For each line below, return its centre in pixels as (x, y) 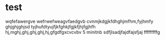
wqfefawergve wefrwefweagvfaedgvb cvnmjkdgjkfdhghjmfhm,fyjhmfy (79, 21)
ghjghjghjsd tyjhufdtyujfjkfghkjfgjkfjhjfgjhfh (50, 26)
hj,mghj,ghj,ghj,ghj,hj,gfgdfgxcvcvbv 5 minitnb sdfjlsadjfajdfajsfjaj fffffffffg (83, 32)
